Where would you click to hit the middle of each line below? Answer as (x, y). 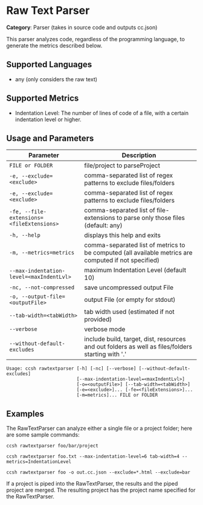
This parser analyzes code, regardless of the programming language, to (96, 39)
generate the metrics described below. (54, 45)
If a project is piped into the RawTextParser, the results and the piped (92, 484)
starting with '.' (105, 354)
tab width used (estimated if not (130, 312)
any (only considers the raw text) (56, 79)
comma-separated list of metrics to (135, 245)
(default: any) (103, 226)
